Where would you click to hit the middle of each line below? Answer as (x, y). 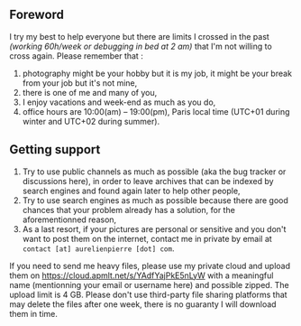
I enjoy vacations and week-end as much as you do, (119, 102)
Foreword (37, 15)
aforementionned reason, (69, 219)
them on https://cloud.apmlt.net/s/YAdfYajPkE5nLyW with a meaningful (141, 275)
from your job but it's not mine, (80, 83)
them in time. (34, 313)
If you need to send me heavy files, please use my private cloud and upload (150, 265)
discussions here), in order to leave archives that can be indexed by (148, 181)
